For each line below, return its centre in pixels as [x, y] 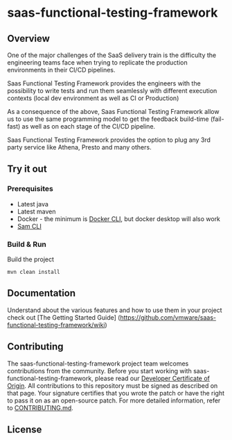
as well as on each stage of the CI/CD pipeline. [89, 126]
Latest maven [37, 211]
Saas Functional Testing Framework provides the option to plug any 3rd [109, 140]
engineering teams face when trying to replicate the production [98, 63]
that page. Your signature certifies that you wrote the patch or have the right [116, 393]
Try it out [27, 169]
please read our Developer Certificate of [152, 378]
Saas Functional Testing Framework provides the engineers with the [104, 83]
